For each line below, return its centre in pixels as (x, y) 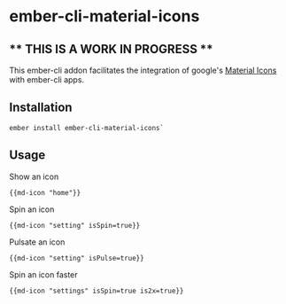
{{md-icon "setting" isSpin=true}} (75, 225)
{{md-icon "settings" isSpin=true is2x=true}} (97, 291)
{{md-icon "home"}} (45, 192)
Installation (41, 108)
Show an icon (34, 176)
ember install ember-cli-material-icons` (87, 128)
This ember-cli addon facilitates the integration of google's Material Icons (143, 70)
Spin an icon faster (43, 274)
